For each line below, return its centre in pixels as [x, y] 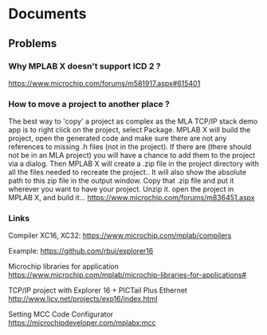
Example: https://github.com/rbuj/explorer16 [81, 251]
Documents [47, 14]
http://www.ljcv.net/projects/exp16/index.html [83, 299]
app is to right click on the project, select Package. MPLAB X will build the [130, 130]
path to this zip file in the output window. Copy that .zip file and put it [121, 181]
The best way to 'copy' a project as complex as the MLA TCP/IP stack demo [133, 121]
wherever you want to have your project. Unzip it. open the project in [121, 189]
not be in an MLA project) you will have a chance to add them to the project [132, 156]
